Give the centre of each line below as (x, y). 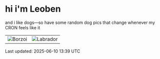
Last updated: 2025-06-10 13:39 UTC (43, 51)
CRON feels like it (23, 27)
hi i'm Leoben (33, 9)
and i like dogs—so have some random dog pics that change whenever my (80, 22)
